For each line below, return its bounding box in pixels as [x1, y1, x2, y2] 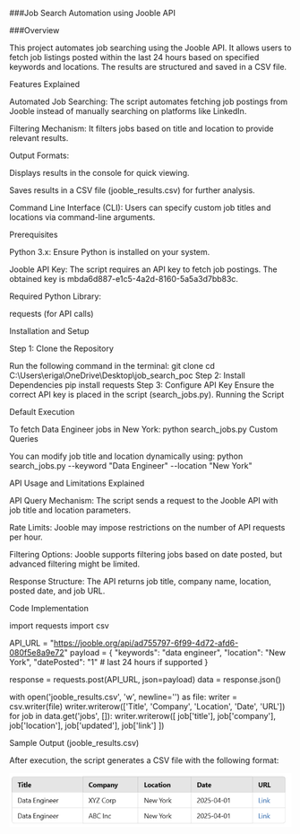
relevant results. [9, 133, 69, 143]
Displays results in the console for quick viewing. [9, 168, 190, 178]
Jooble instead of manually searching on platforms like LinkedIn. [9, 106, 247, 116]
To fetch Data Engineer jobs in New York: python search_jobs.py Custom [9, 424, 279, 435]
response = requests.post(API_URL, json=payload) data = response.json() [9, 674, 282, 685]
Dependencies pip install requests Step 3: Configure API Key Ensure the [9, 380, 275, 390]
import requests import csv [9, 620, 109, 631]
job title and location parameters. [9, 505, 132, 515]
